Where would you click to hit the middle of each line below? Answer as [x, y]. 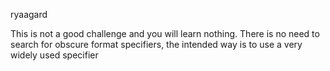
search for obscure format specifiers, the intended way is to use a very [156, 44]
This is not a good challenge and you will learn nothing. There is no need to [165, 33]
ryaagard [29, 14]
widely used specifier [54, 55]
